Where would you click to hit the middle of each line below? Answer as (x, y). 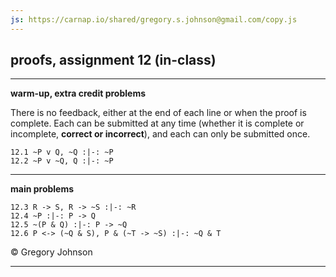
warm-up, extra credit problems (78, 93)
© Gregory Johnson (51, 252)
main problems (42, 189)
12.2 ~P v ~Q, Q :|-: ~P (62, 161)
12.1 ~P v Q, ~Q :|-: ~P (62, 152)
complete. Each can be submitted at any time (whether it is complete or (157, 123)
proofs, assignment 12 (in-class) (113, 60)
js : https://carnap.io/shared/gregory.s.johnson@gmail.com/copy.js (154, 19)
